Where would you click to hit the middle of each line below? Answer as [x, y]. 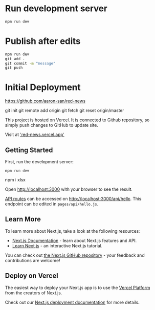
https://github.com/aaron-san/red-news [45, 101]
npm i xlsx [15, 180]
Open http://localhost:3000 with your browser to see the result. [69, 189]
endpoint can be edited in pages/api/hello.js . [52, 204]
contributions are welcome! [33, 260]
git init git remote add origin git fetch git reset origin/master [65, 111]
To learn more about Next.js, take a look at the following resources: [73, 231]
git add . [15, 59]
